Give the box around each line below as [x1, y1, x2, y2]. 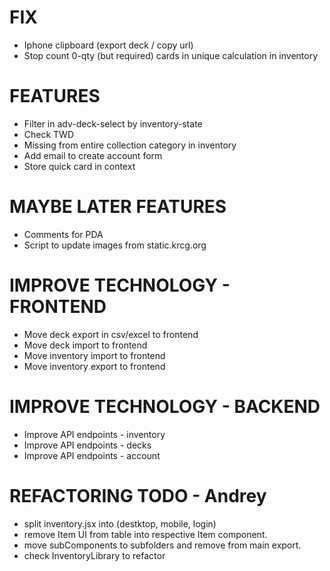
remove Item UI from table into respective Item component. [23, 528, 268, 540]
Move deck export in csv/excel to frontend [23, 328, 199, 340]
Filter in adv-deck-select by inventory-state [23, 117, 203, 130]
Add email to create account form [23, 149, 163, 161]
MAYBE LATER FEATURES [9, 196, 227, 218]
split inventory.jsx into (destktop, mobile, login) [23, 517, 217, 530]
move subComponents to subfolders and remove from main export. [23, 539, 302, 551]
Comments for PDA [23, 228, 104, 240]
